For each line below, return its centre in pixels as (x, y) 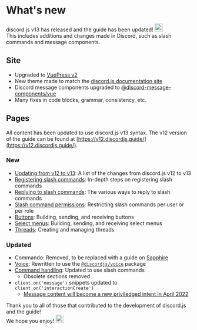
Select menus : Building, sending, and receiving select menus (89, 223)
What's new (36, 10)
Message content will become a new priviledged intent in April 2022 (106, 294)
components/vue (35, 93)
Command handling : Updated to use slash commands (80, 270)
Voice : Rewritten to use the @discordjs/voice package (80, 264)
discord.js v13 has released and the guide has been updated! (80, 29)
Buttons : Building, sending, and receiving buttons (74, 217)
